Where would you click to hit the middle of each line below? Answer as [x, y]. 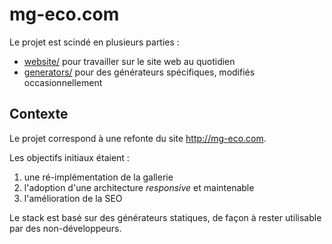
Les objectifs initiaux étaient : [69, 157]
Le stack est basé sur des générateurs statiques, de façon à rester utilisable [165, 217]
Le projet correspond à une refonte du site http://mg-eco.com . [138, 138]
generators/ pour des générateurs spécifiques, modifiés [139, 72]
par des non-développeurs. [65, 228]
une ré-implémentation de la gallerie [98, 177]
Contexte [39, 114]
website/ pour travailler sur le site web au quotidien [129, 61]
